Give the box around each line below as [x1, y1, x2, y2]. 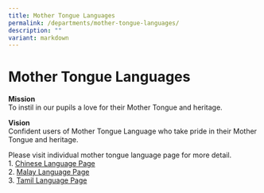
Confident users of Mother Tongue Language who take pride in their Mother [8, 126, 257, 136]
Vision [8, 118, 30, 128]
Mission [8, 95, 36, 104]
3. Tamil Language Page [8, 176, 87, 185]
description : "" [8, 26, 62, 34]
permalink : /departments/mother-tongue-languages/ [8, 19, 180, 27]
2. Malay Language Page [8, 168, 90, 177]
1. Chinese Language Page [8, 159, 95, 168]
